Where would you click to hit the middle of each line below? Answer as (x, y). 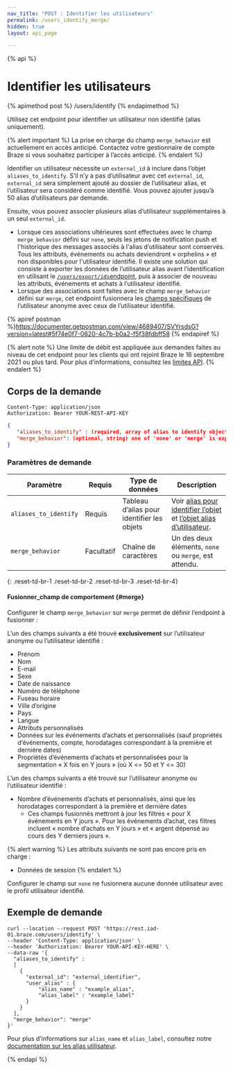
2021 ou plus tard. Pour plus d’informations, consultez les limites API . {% (111, 362)
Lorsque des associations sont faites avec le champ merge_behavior (114, 291)
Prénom (28, 654)
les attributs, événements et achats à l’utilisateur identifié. (99, 284)
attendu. (185, 564)
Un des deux (192, 538)
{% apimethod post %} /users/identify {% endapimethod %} (93, 106)
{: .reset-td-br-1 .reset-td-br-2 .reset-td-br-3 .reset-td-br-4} (93, 581)
